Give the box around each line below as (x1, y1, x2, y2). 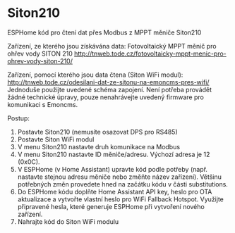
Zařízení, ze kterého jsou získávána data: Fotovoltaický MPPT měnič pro (7, 42, 217, 50)
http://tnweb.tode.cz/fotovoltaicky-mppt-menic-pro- (73, 49, 227, 58)
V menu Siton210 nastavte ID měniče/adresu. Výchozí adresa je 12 (17, 150, 210, 158)
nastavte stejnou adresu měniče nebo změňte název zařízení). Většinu (17, 172, 222, 181)
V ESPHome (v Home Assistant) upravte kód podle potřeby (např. (17, 165, 208, 173)
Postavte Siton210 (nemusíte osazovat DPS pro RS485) (17, 127, 178, 136)
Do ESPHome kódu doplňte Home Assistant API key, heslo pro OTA (17, 187, 212, 196)
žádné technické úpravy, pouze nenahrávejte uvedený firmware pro (7, 93, 205, 101)
